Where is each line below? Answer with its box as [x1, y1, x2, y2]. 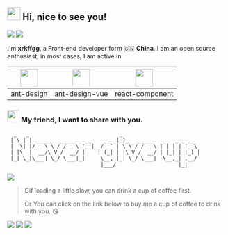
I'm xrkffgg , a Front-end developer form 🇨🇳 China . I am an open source [7, 44, 215, 52]
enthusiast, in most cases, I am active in [7, 51, 122, 60]
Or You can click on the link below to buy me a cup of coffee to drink [24, 200, 221, 209]
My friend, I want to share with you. [20, 115, 143, 124]
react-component [114, 88, 174, 98]
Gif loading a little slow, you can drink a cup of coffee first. [24, 186, 192, 195]
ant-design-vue [54, 88, 108, 98]
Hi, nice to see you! [22, 11, 107, 23]
